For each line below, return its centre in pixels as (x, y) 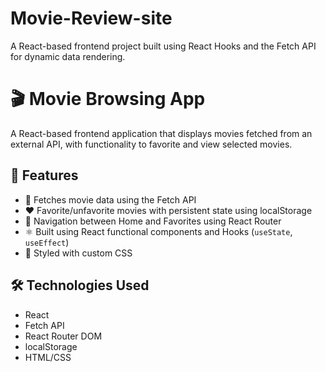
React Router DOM (63, 336)
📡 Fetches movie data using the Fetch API (110, 199)
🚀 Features (44, 175)
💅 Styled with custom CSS (78, 253)
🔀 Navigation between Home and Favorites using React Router (153, 221)
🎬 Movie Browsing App (108, 99)
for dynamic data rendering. (68, 56)
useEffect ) (47, 242)
